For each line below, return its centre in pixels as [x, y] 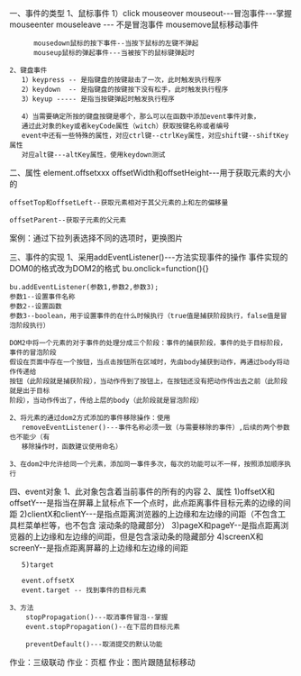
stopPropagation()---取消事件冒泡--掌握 [97, 617]
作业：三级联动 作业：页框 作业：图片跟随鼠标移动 [102, 662]
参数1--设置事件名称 [42, 297]
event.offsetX [48, 580]
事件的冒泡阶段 [33, 352]
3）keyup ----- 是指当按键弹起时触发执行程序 [98, 99]
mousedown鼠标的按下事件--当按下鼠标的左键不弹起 [116, 43]
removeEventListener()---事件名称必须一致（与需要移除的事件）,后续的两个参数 [155, 427]
